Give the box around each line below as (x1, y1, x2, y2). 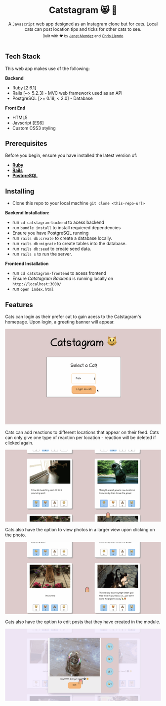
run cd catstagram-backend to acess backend (12, 219, 105, 225)
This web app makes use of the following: (5, 65, 90, 71)
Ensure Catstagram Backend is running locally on (12, 275, 114, 282)
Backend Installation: (5, 210, 50, 216)
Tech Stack (5, 52, 41, 61)
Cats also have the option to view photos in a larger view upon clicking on (5, 526, 155, 532)
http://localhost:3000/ (12, 282, 62, 287)
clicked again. (5, 440, 34, 446)
